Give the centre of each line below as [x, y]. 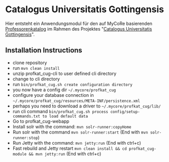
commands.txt [26, 116]
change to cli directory [36, 79]
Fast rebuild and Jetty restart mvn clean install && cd [70, 148]
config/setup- [125, 112]
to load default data [65, 116]
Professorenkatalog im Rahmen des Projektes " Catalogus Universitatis [79, 29]
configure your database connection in [53, 95]
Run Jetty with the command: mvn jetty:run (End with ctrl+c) [77, 143]
